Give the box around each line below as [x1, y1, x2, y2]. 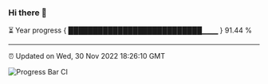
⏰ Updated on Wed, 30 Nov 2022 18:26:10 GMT [8, 52, 166, 61]
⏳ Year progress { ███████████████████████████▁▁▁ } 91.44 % [8, 25, 253, 35]
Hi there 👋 [8, 7, 48, 18]
